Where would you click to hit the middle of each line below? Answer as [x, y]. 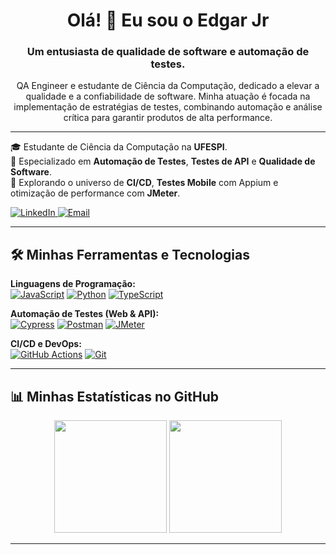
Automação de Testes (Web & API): [85, 314]
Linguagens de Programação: [73, 284]
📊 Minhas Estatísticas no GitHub [115, 396]
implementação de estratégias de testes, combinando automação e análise [168, 107]
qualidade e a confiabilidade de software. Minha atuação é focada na [168, 96]
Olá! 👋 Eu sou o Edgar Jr [168, 20]
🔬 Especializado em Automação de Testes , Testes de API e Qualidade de [163, 161]
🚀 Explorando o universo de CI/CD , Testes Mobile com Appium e [144, 183]
